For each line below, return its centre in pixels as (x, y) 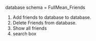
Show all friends (30, 28)
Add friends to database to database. (52, 17)
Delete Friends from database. (45, 23)
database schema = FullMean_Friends (45, 7)
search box (25, 34)
